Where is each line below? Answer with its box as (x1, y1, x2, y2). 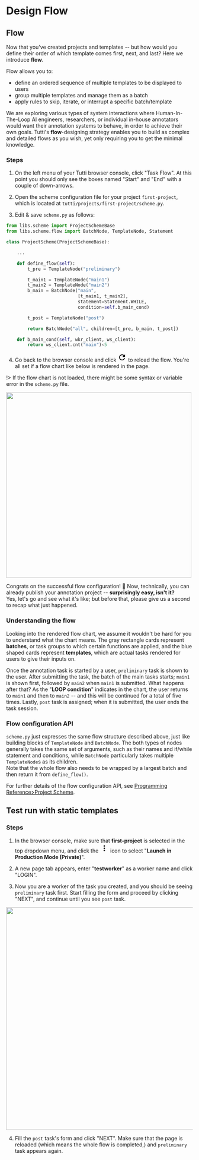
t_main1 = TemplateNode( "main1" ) (27, 277, 110, 283)
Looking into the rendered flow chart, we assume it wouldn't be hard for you (6, 630, 192, 637)
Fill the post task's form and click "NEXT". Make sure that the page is (14, 1134, 183, 1142)
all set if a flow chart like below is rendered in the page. (14, 363, 150, 370)
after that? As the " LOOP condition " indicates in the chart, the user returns (6, 686, 188, 693)
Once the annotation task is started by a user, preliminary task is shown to (6, 667, 189, 674)
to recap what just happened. (6, 601, 78, 609)
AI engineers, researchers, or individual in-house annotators (31, 116, 179, 123)
